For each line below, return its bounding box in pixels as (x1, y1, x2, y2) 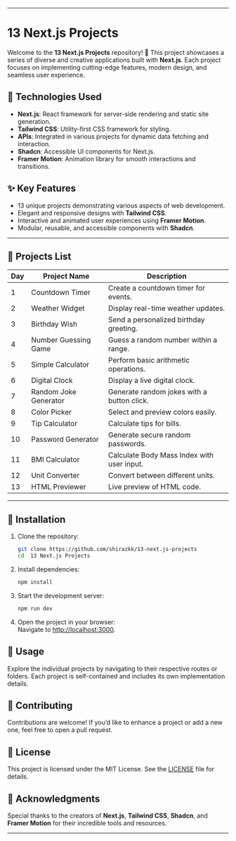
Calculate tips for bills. (107, 419, 181, 429)
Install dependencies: (17, 564, 80, 574)
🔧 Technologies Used (7, 91, 102, 103)
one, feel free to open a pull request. (7, 726, 113, 734)
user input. (107, 459, 144, 469)
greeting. (107, 324, 138, 334)
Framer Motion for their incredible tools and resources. (7, 818, 167, 827)
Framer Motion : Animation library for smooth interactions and (17, 154, 196, 163)
